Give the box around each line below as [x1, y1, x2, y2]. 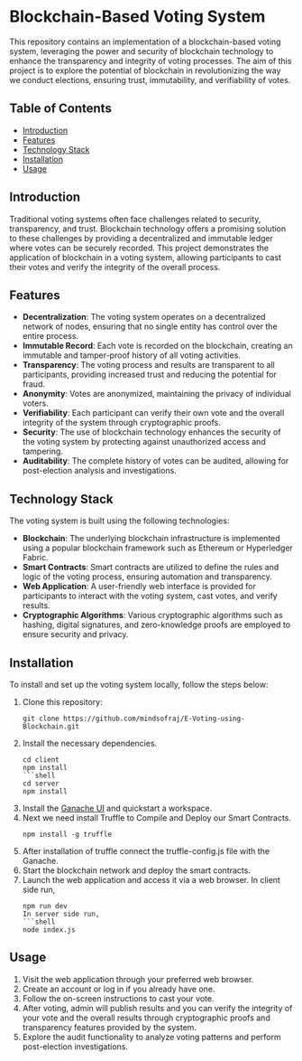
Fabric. [22, 552, 49, 563]
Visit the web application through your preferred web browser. [22, 973, 254, 984]
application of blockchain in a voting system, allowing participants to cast [9, 251, 282, 263]
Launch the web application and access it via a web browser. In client [22, 875, 281, 885]
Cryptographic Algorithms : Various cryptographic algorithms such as [22, 610, 283, 621]
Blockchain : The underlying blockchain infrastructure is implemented [22, 533, 281, 544]
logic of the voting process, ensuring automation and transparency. [22, 571, 273, 582]
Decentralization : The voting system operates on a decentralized [22, 312, 266, 323]
